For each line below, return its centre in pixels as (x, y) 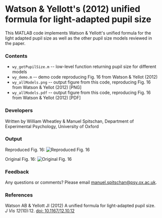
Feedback (17, 172)
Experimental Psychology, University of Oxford (52, 126)
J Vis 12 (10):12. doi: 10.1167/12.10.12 (40, 211)
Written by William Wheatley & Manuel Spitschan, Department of (70, 121)
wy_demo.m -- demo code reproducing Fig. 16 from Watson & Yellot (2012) (85, 77)
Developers (19, 110)
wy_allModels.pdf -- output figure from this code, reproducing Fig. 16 (81, 93)
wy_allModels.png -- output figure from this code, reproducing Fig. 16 (81, 82)
